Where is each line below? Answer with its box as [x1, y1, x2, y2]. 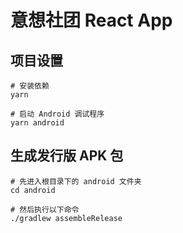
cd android [10, 185, 56, 195]
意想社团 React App [10, 9, 173, 32]
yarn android [10, 118, 65, 128]
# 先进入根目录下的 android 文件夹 [10, 176, 142, 186]
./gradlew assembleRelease [10, 213, 123, 223]
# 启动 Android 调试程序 [10, 109, 105, 119]
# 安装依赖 [10, 81, 50, 91]
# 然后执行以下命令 [10, 204, 80, 215]
